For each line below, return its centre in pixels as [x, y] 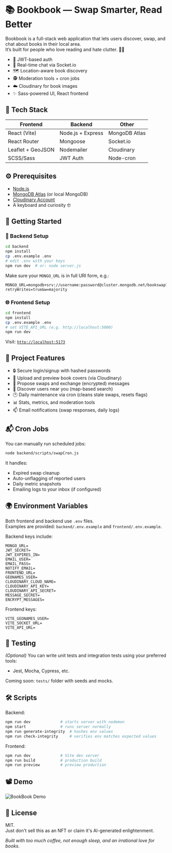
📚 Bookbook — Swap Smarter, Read [84, 10]
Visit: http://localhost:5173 [35, 342]
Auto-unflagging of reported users [49, 478]
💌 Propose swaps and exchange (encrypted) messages [71, 383]
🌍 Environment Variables [47, 506]
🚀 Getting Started [34, 221]
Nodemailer [74, 149]
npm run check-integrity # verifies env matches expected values [81, 736]
